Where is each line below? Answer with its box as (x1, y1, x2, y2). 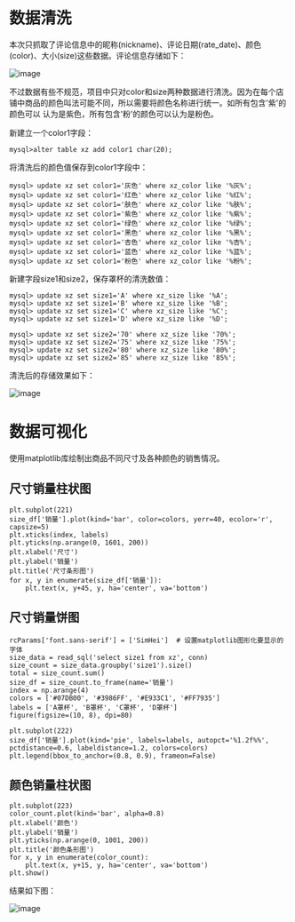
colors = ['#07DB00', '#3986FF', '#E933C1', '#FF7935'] (9, 694, 220, 703)
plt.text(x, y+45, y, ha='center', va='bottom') (25, 584, 209, 592)
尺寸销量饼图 (9, 610, 80, 625)
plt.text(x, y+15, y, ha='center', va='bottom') (25, 861, 209, 870)
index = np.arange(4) (9, 686, 90, 695)
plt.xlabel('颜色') (9, 819, 79, 828)
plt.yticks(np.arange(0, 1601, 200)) (9, 538, 149, 547)
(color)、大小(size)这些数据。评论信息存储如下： (9, 50, 187, 60)
